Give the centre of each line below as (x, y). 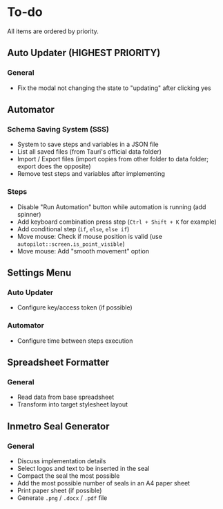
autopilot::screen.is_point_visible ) (71, 244)
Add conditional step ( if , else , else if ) (73, 229)
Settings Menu (39, 273)
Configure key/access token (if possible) (75, 307)
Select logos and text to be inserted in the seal (83, 468)
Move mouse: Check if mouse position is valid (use (89, 236)
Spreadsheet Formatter (58, 362)
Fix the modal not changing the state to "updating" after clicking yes (114, 88)
